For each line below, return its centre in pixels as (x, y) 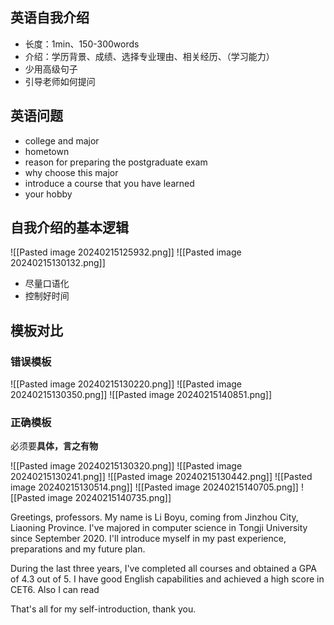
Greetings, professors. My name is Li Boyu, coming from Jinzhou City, (154, 517)
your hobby (48, 194)
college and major (62, 140)
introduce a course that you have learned (109, 183)
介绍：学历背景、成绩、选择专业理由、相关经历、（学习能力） (149, 56)
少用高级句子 (51, 69)
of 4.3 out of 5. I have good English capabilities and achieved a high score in (167, 579)
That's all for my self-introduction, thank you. (103, 609)
